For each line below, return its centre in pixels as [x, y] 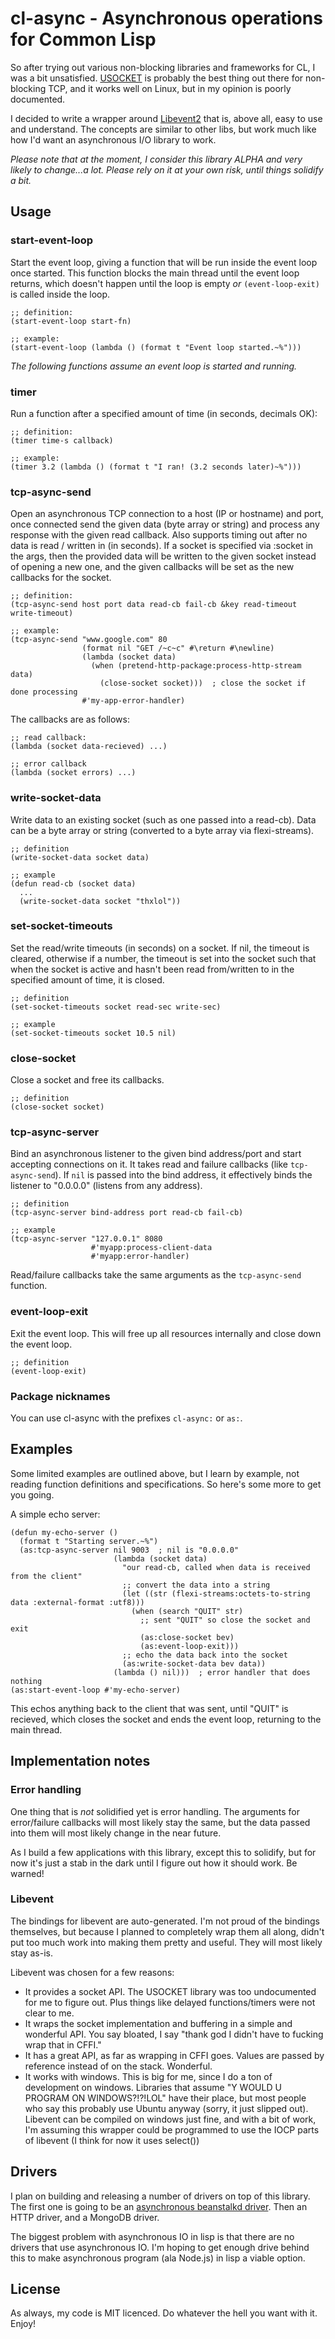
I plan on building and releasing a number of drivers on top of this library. [160, 2196]
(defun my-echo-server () [64, 1532]
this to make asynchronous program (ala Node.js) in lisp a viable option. [158, 2258]
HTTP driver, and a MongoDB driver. [85, 2217]
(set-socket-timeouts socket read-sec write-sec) [116, 1007]
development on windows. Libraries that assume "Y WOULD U [153, 2087]
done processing [44, 692]
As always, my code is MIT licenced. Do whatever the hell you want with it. [164, 2313]
